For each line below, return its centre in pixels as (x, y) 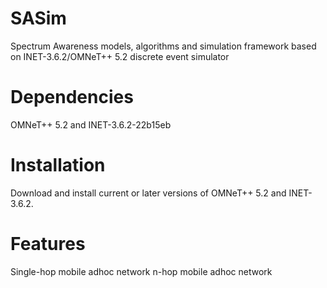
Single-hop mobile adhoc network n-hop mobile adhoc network (141, 271)
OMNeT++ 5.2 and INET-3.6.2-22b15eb (91, 124)
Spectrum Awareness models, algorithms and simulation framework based (163, 46)
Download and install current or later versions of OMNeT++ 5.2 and (148, 193)
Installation (58, 165)
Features (48, 244)
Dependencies (72, 97)
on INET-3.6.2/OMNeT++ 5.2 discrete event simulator (120, 56)
